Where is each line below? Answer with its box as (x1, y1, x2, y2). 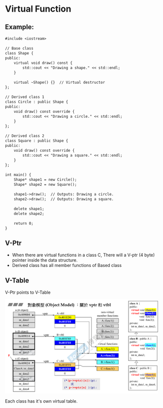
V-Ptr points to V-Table (5, 289, 51, 295)
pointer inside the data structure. (12, 257, 78, 263)
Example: (5, 23, 34, 31)
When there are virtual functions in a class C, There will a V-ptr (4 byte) (12, 252, 155, 258)
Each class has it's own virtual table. (5, 398, 78, 404)
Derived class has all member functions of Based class (12, 262, 122, 268)
